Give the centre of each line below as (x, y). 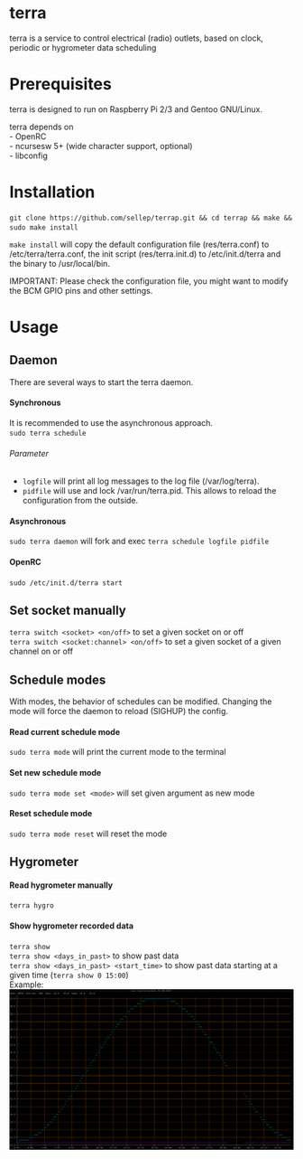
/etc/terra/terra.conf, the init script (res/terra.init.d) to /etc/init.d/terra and (145, 254)
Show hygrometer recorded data (71, 926)
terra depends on (41, 127)
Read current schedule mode (65, 731)
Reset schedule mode (51, 814)
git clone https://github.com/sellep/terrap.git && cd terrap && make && (151, 218)
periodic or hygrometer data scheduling (83, 47)
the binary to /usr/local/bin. (60, 263)
